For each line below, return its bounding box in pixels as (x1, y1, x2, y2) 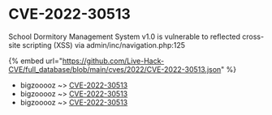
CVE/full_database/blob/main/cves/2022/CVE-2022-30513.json (8, 64, 222, 74)
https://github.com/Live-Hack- (62, 56, 165, 66)
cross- (242, 32, 265, 41)
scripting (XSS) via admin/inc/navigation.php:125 (22, 40, 185, 49)
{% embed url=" (8, 56, 63, 66)
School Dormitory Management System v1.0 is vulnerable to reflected (8, 32, 241, 41)
